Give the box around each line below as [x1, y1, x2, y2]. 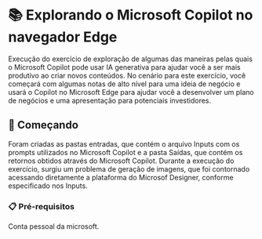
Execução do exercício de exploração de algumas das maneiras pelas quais [8, 54, 253, 63]
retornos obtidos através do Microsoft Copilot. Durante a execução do [8, 156, 235, 165]
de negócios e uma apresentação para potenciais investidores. [8, 96, 212, 105]
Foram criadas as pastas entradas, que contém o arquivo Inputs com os [8, 139, 240, 149]
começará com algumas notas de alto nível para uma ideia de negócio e [8, 79, 241, 89]
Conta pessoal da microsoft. [8, 222, 100, 231]
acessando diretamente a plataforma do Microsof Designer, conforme [8, 172, 234, 182]
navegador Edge [8, 28, 118, 46]
